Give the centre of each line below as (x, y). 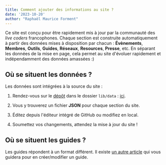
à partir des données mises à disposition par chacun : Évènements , (74, 43)
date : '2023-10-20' (25, 14)
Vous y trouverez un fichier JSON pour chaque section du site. (76, 105)
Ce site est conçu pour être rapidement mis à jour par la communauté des (80, 33)
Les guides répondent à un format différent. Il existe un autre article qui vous (83, 152)
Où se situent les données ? (49, 74)
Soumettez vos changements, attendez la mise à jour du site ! (75, 125)
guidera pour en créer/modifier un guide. (47, 157)
